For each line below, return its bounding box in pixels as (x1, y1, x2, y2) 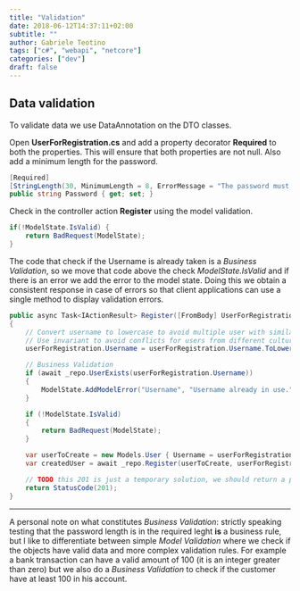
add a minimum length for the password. (9, 155, 158, 166)
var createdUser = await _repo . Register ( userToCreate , (25, 459, 234, 469)
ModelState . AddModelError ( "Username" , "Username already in (41, 385, 270, 394)
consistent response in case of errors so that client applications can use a (9, 284, 281, 295)
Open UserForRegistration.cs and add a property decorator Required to (9, 137, 277, 147)
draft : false (9, 63, 58, 72)
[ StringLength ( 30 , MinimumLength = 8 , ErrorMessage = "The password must (9, 181, 290, 190)
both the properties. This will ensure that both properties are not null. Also (9, 146, 281, 157)
